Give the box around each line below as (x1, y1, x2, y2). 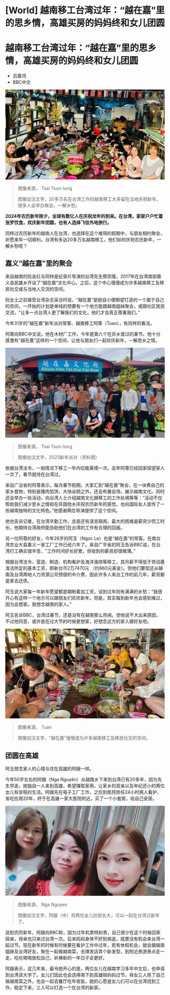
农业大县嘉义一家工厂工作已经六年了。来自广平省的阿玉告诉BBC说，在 (9, 541, 156, 547)
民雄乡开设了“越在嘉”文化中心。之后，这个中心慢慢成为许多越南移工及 (14, 280, 160, 286)
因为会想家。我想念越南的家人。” (5, 601, 72, 607)
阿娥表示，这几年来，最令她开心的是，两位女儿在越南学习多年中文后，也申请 (5, 965, 165, 971)
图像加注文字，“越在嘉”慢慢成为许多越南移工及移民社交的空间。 (17, 735, 151, 741)
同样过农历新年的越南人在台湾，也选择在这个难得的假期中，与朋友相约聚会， (5, 230, 165, 236)
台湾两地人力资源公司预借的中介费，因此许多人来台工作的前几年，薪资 (14, 571, 160, 577)
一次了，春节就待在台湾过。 (5, 471, 63, 477)
